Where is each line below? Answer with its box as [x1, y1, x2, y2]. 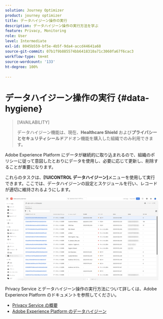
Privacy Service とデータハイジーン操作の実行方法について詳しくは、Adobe [5, 285, 157, 292]
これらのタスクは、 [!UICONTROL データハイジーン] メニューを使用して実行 [5, 174, 155, 180]
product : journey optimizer [5, 13, 62, 18]
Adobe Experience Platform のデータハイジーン [12, 308, 107, 314]
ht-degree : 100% [5, 64, 38, 69]
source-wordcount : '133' [5, 59, 55, 64]
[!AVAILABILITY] [17, 119, 50, 125]
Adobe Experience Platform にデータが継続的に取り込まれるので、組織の [5, 152, 151, 158]
